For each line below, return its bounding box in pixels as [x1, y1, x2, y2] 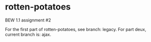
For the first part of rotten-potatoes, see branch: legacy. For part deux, [5, 26, 147, 32]
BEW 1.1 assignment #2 [5, 17, 51, 23]
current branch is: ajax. [5, 31, 51, 37]
